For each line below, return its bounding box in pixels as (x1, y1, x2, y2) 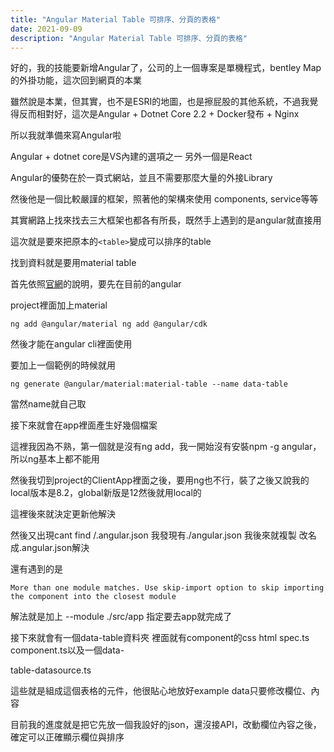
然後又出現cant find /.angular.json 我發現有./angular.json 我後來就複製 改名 (10, 529, 317, 541)
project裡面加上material (10, 299, 108, 311)
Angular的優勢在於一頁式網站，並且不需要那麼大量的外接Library (10, 172, 273, 184)
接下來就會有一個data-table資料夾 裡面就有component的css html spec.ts (10, 632, 310, 644)
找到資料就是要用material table (10, 257, 137, 269)
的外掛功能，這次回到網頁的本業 (10, 74, 142, 86)
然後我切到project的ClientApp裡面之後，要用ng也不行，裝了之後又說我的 (10, 474, 310, 486)
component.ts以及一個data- (10, 644, 125, 656)
